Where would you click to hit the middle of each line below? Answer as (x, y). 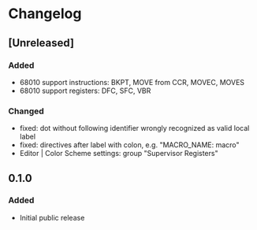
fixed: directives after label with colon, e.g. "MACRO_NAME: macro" (129, 145)
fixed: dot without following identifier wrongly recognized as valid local (134, 128)
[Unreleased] (41, 43)
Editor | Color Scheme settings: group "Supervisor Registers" (119, 154)
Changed (26, 111)
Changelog (45, 14)
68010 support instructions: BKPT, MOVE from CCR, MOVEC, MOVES (132, 82)
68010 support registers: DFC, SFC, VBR (85, 91)
